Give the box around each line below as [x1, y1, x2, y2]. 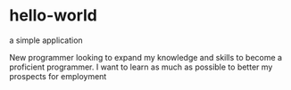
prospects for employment [9, 70, 107, 81]
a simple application [9, 35, 83, 45]
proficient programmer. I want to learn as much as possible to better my [9, 61, 273, 72]
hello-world [9, 5, 98, 26]
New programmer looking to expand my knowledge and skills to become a [9, 52, 283, 62]
